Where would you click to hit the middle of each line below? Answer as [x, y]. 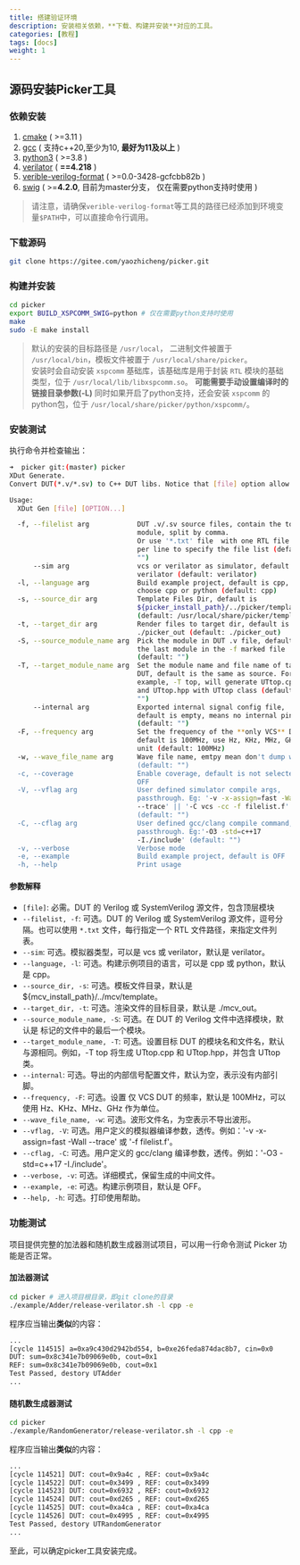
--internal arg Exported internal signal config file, [159, 707]
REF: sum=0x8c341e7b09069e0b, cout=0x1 [83, 1365]
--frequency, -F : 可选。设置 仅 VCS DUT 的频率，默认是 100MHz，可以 [154, 1097]
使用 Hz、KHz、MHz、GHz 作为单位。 [93, 1109]
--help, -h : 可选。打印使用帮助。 [83, 1198]
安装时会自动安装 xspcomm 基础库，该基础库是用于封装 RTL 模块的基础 [157, 370]
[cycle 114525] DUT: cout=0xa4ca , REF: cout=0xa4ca [109, 1508]
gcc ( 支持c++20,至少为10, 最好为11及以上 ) [101, 147]
